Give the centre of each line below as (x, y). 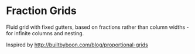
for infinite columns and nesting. (45, 33)
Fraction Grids (42, 11)
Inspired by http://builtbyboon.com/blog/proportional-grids (77, 45)
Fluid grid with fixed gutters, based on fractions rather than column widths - (97, 27)
